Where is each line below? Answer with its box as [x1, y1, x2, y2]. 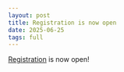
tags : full [8, 33, 44, 41]
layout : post [8, 11, 51, 20]
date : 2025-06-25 [8, 26, 65, 34]
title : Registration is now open [8, 19, 117, 27]
